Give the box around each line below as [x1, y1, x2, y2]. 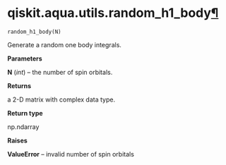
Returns [7, 81, 32, 90]
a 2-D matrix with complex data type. [7, 95, 115, 104]
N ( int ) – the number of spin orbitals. [7, 68, 113, 76]
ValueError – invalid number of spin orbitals [7, 149, 134, 158]
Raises [7, 136, 28, 145]
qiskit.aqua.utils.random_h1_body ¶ [7, 5, 219, 21]
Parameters [7, 54, 42, 63]
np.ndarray [7, 122, 40, 131]
